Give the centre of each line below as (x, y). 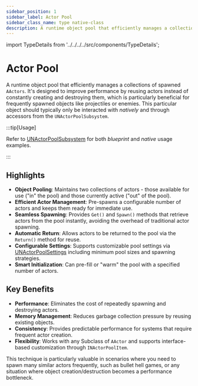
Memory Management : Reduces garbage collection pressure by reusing (103, 316)
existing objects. (34, 322)
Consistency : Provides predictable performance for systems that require (103, 328)
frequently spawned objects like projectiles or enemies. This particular (92, 104)
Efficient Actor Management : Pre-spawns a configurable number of (98, 202)
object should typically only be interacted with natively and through (88, 110)
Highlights (26, 175)
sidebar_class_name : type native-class (55, 22)
